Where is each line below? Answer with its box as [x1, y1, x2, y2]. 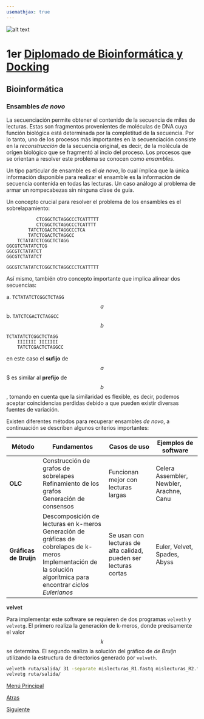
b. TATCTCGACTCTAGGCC [6, 312, 59, 320]
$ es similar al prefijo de [6, 374, 67, 381]
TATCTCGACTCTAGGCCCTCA [28, 226, 86, 233]
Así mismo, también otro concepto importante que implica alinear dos [6, 275, 180, 282]
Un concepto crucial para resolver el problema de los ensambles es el [6, 198, 181, 205]
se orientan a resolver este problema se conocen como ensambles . [6, 155, 175, 162]
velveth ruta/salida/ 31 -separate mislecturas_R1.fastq [6, 665, 154, 672]
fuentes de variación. [6, 405, 59, 413]
